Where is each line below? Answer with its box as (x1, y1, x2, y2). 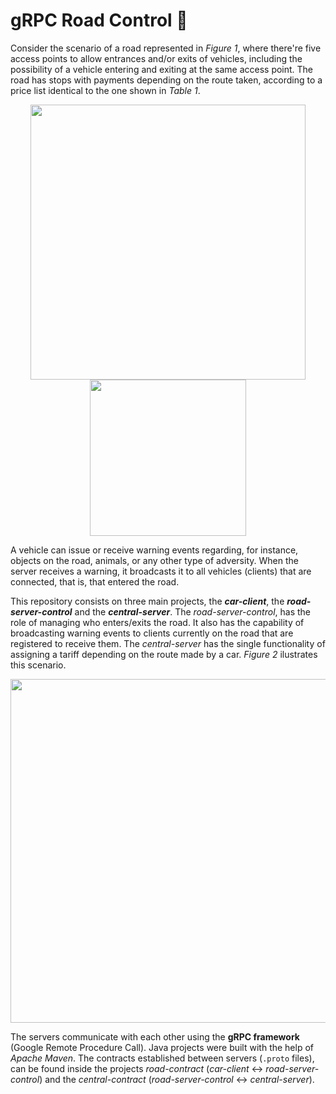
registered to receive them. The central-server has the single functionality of (10, 637, 326, 649)
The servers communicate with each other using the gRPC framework (10, 1030, 300, 1043)
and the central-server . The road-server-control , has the (74, 605, 312, 618)
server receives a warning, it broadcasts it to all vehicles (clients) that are (10, 565, 312, 577)
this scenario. (10, 659, 67, 671)
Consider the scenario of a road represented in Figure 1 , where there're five (10, 42, 322, 54)
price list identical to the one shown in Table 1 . (10, 84, 201, 96)
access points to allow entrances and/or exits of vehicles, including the (10, 52, 303, 64)
